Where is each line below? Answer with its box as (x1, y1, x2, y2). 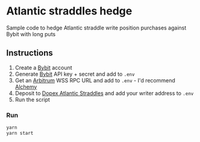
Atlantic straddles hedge (6, 4, 133, 18)
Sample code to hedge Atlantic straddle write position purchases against (6, 24, 187, 31)
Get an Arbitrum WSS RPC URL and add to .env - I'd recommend (14, 76, 176, 84)
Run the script (14, 96, 50, 103)
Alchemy (14, 83, 37, 90)
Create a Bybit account (14, 64, 72, 71)
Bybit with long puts (6, 30, 56, 37)
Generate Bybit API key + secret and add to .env (14, 70, 135, 78)
